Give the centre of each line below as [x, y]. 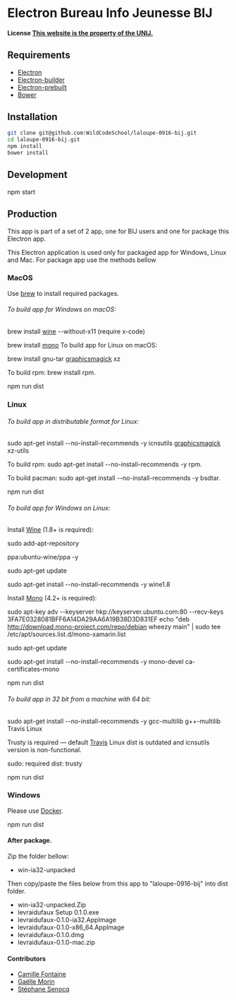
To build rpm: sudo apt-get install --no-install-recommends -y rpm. [105, 465]
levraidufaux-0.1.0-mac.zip [56, 942]
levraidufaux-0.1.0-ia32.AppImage [67, 920]
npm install [25, 146]
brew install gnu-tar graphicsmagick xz [64, 359]
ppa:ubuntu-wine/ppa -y [43, 557]
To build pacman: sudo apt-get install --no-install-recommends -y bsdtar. [114, 478]
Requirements [39, 55]
